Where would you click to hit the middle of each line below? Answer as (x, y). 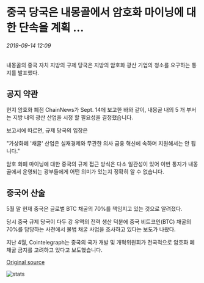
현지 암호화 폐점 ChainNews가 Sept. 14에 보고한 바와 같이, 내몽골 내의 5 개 (96, 110)
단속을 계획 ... (51, 28)
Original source (26, 262)
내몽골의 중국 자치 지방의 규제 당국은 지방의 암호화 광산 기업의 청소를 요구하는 (98, 65)
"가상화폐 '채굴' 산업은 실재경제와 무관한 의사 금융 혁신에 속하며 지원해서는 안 (98, 144)
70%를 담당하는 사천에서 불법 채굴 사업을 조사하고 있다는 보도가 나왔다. (91, 229)
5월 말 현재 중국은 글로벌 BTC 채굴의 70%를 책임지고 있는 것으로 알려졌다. (94, 209)
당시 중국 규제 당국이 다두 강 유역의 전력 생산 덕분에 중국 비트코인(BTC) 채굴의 (99, 222)
